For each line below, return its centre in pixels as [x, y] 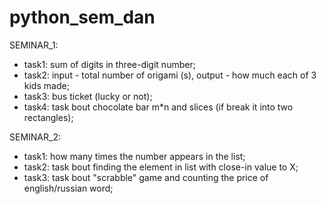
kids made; [46, 85]
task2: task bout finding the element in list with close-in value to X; [161, 167]
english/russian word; [68, 188]
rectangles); [48, 117]
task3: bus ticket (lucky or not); [88, 96]
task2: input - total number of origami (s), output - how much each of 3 [170, 75]
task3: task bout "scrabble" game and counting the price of [146, 177]
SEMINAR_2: [35, 137]
